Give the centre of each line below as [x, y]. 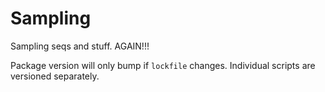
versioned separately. [55, 76]
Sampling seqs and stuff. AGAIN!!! [80, 46]
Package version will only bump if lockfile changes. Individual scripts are [163, 65]
